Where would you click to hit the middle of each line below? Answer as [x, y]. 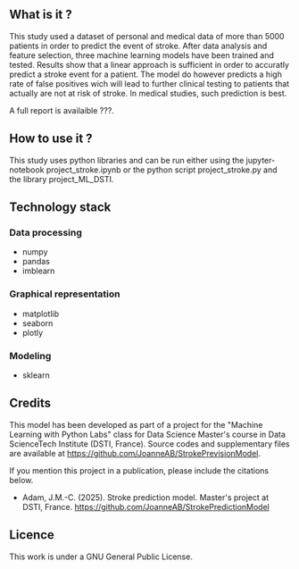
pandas [36, 262]
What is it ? [41, 15]
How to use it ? [51, 139]
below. [21, 480]
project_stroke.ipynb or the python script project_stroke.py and [162, 170]
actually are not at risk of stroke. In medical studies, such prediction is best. [148, 93]
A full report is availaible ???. [62, 110]
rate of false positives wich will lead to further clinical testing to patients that [149, 83]
